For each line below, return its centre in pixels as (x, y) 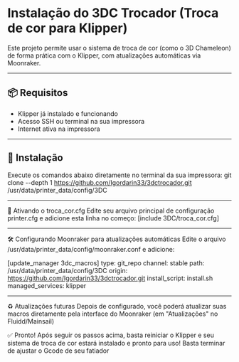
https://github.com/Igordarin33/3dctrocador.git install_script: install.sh (110, 278)
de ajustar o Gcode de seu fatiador (58, 351)
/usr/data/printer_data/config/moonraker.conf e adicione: (91, 249)
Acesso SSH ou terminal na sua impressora (81, 121)
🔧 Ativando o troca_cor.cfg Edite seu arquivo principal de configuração (111, 211)
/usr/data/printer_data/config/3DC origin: (68, 270)
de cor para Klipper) (68, 28)
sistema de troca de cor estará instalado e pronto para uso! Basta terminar (116, 343)
